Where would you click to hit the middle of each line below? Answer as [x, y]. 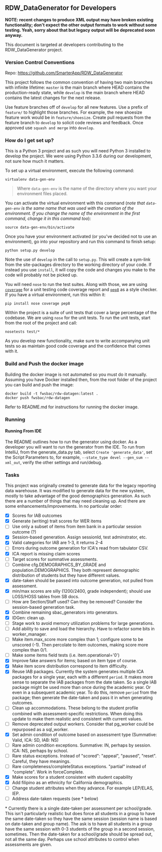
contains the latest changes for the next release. [53, 98]
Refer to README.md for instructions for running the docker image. [72, 407]
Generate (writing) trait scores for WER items [57, 521]
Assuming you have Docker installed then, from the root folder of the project [81, 379]
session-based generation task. [44, 607]
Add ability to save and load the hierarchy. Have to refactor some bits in [83, 629]
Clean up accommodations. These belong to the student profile [75, 708]
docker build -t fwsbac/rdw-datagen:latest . [52, 393]
